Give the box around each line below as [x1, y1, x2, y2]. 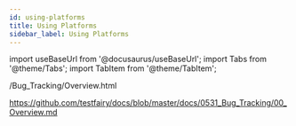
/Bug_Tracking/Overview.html [9, 81, 117, 91]
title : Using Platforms [9, 21, 98, 30]
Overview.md [9, 107, 58, 118]
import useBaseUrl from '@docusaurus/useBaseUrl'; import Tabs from [9, 54, 267, 65]
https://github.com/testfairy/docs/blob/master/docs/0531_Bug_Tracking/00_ [9, 98, 287, 108]
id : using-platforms [9, 12, 86, 22]
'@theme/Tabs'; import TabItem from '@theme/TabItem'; [9, 63, 217, 74]
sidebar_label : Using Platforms [9, 29, 129, 38]
